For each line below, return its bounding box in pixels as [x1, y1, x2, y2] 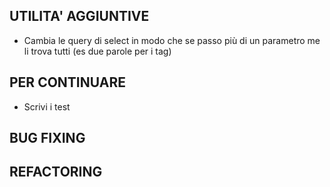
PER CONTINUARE [9, 74, 126, 91]
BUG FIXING [9, 130, 86, 147]
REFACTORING [9, 164, 103, 181]
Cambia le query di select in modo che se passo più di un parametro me [23, 34, 321, 46]
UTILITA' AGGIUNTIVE [9, 8, 150, 25]
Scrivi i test [23, 100, 71, 113]
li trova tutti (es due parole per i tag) [23, 45, 172, 57]
